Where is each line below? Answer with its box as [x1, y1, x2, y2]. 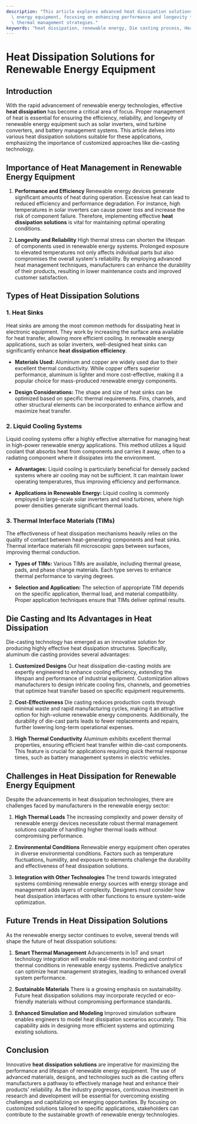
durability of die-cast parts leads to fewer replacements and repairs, [14, 717, 180, 724]
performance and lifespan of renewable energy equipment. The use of [6, 1067, 176, 1074]
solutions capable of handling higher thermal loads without [14, 826, 157, 833]
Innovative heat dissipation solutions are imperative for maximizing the [6, 1060, 179, 1068]
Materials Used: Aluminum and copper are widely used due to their [14, 358, 178, 365]
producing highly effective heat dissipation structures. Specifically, [6, 645, 168, 652]
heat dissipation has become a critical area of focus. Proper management [6, 108, 185, 115]
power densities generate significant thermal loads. [14, 502, 139, 509]
